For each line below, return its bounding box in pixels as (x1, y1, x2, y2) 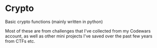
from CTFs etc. (5, 38, 36, 44)
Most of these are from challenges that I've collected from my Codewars (5, 28, 151, 34)
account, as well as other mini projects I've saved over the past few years (5, 33, 153, 39)
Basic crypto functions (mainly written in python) (5, 19, 103, 24)
